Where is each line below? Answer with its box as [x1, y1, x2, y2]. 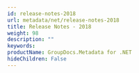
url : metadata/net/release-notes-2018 [7, 17, 120, 24]
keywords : [7, 42, 36, 49]
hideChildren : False [7, 56, 67, 63]
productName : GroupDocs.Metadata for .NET [7, 49, 132, 56]
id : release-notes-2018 [7, 10, 76, 17]
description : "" [7, 36, 54, 43]
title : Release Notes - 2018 [7, 23, 92, 30]
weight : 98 [7, 29, 39, 37]
